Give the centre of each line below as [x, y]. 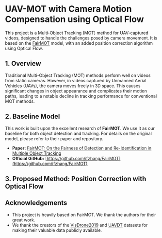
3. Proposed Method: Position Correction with [76, 179]
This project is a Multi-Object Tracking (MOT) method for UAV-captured [77, 33]
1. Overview [23, 64]
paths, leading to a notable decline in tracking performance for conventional [81, 96]
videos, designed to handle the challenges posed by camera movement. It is [81, 38]
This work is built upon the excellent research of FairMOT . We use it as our [80, 128]
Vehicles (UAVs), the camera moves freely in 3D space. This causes [73, 86]
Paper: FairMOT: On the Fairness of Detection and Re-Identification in [82, 148]
